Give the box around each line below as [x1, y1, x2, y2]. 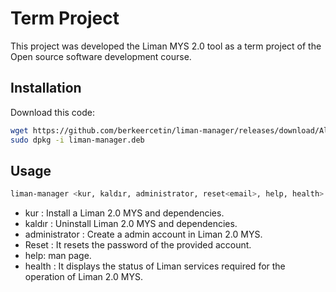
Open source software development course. [10, 50, 192, 62]
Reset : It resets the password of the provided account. [24, 239, 252, 251]
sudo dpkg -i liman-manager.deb [10, 135, 145, 145]
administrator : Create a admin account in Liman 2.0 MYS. [24, 228, 263, 241]
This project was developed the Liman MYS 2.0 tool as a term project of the [10, 40, 322, 52]
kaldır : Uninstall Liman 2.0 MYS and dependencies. [24, 218, 238, 230]
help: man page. [24, 250, 92, 262]
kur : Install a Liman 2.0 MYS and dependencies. [24, 207, 225, 219]
